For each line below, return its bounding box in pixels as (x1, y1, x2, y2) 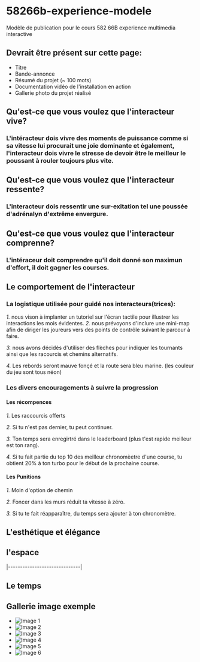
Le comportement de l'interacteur (6, 282, 135, 292)
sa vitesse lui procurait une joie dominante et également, (6, 142, 175, 150)
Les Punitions (6, 473, 41, 481)
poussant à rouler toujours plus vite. (6, 157, 114, 165)
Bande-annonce (14, 70, 55, 77)
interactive (6, 30, 33, 37)
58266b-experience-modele (6, 4, 151, 18)
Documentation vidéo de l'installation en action (14, 83, 131, 90)
